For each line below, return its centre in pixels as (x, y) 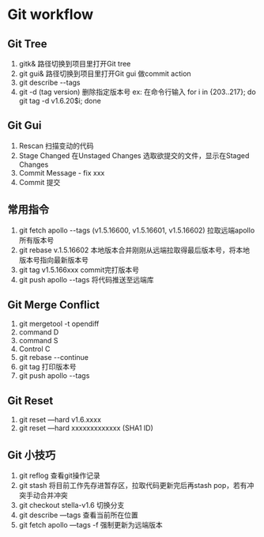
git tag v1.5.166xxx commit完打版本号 (79, 270)
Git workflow (51, 15)
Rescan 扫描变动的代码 (56, 146)
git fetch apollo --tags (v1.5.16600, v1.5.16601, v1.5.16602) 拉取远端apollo (137, 230)
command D (39, 332)
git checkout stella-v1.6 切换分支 (72, 505)
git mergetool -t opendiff (59, 324)
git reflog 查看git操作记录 (59, 475)
